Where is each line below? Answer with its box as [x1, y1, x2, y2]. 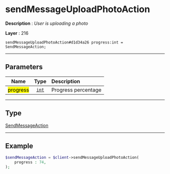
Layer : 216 [5, 30, 29, 36]
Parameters [5, 63, 43, 71]
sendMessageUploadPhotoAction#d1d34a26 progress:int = [5, 39, 123, 45]
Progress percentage [51, 86, 102, 93]
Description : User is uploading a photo [5, 20, 89, 26]
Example [5, 142, 33, 150]
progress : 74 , [14, 160, 47, 165]
